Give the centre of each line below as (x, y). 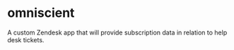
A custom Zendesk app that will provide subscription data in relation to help (117, 32)
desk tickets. (26, 39)
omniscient (41, 13)
